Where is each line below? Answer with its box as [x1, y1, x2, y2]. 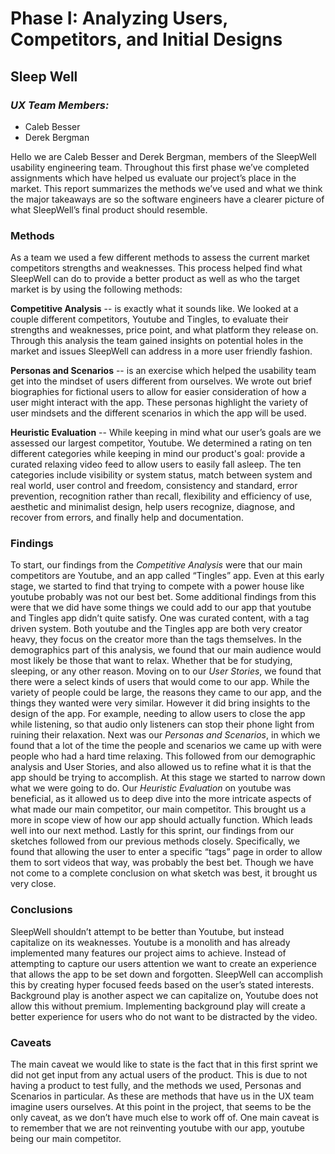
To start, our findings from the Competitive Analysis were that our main [10, 559, 303, 571]
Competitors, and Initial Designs [10, 28, 283, 51]
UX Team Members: [10, 98, 110, 112]
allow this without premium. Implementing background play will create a [10, 1000, 306, 1012]
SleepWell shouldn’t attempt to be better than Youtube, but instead [10, 925, 285, 937]
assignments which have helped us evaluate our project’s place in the [10, 172, 297, 184]
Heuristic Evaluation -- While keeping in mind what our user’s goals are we [10, 427, 322, 439]
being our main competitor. [10, 1133, 122, 1145]
